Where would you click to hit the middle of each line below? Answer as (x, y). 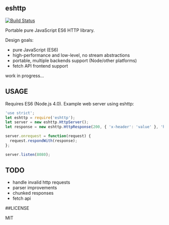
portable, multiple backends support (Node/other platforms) (75, 61)
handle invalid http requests (41, 182)
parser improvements (35, 188)
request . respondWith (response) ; (44, 141)
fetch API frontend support (40, 66)
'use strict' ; (20, 113)
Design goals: (19, 40)
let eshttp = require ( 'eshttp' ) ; (40, 118)
